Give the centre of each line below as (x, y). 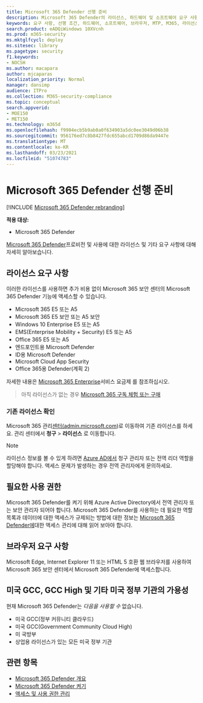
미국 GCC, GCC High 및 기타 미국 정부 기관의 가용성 (98, 591)
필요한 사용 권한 (34, 486)
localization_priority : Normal (46, 79)
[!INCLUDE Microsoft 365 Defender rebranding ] (66, 207)
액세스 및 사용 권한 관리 (43, 693)
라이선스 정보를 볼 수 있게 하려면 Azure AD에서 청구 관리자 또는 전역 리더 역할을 (100, 458)
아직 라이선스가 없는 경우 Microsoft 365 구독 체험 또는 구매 (91, 395)
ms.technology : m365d (34, 125)
